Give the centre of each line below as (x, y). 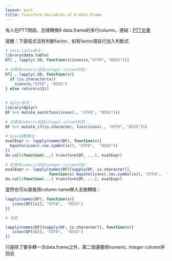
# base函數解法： (22, 136)
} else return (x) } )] (27, 89)
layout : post (19, 10)
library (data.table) (27, 55)
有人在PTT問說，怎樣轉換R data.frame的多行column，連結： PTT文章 (78, 30)
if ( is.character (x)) (33, 79)
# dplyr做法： (19, 103)
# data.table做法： (25, 51)
